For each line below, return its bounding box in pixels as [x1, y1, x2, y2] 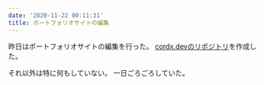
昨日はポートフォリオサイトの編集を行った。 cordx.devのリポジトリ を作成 [8, 41, 250, 51]
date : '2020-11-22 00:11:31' [8, 11, 104, 20]
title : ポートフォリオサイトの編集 [8, 19, 110, 27]
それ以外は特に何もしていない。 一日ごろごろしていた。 [8, 68, 190, 77]
